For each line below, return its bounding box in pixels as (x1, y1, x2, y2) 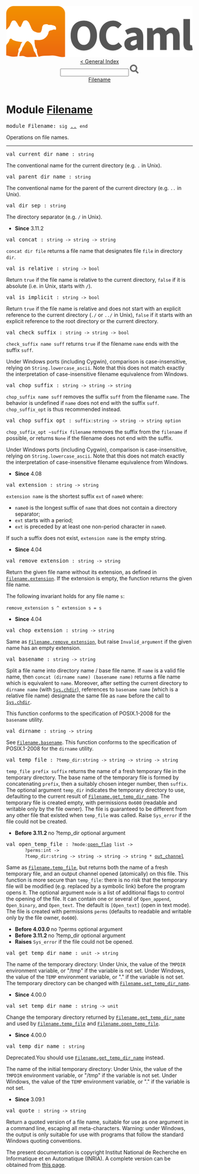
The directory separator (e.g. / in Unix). (6, 213, 102, 221)
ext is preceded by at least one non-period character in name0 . (14, 523, 167, 530)
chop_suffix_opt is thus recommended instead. (6, 406, 121, 413)
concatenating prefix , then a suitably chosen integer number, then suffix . (6, 780, 188, 787)
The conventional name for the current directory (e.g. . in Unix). (6, 162, 162, 169)
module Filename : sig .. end (6, 123, 88, 130)
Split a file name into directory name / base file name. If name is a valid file (6, 667, 185, 674)
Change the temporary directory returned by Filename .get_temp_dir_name (6, 1014, 185, 1021)
